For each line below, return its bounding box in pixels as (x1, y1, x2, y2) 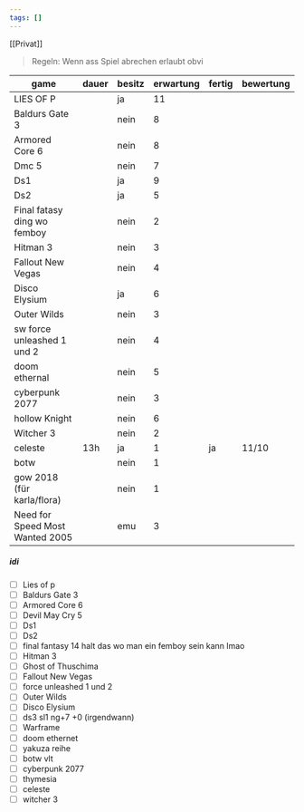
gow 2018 (14, 470, 59, 483)
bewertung (241, 77, 290, 90)
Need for (14, 508, 52, 521)
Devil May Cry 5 (22, 609, 83, 621)
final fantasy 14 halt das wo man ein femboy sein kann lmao (22, 640, 245, 651)
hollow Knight (14, 411, 72, 424)
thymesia (22, 773, 57, 784)
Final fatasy (14, 203, 63, 216)
